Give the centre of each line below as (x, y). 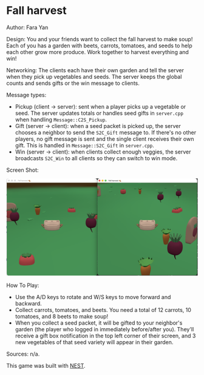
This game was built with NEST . (46, 366)
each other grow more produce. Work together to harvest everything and (98, 52)
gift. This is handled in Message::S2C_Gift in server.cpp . (85, 145)
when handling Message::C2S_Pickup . (61, 120)
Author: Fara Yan (27, 27)
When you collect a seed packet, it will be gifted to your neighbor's (99, 323)
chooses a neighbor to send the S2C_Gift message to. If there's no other (105, 132)
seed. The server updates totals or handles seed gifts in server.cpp (99, 113)
